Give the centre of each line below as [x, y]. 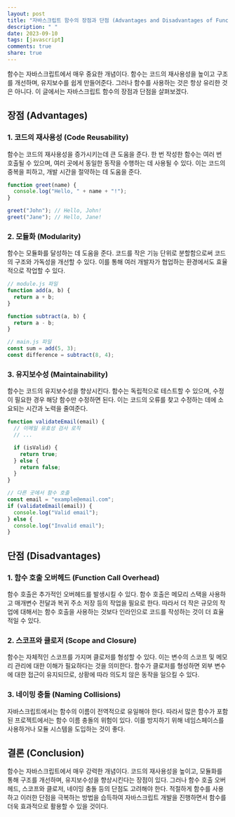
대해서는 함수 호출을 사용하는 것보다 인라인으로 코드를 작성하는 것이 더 [116, 611]
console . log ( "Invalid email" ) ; [59, 525]
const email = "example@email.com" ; [61, 499]
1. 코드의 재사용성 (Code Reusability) [68, 138]
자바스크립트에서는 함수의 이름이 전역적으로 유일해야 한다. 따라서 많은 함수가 [111, 711]
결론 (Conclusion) [46, 753]
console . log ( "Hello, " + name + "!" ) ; [70, 191]
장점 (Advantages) [48, 116]
